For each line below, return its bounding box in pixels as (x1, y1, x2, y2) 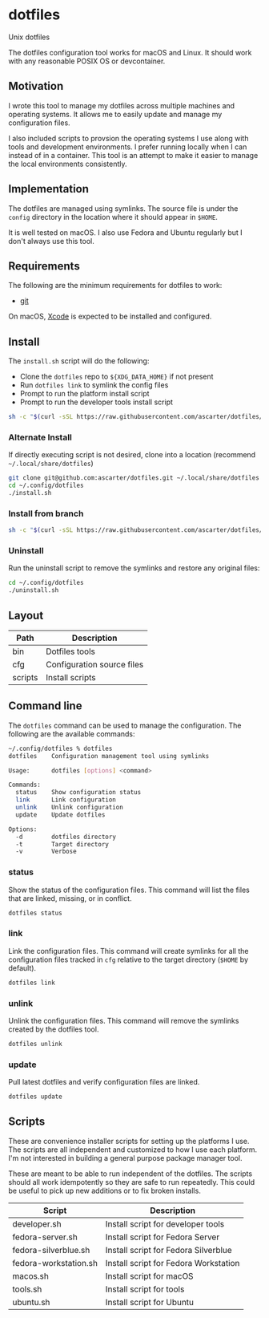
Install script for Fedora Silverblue (105, 1244, 232, 1255)
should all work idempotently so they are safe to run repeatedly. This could (8, 1177, 255, 1186)
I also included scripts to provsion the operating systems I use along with (8, 133, 249, 143)
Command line (8, 700, 82, 713)
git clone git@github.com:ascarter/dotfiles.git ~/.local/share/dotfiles (8, 474, 260, 482)
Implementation (8, 182, 90, 196)
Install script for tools (105, 1284, 185, 1295)
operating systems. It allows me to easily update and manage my (8, 109, 223, 119)
